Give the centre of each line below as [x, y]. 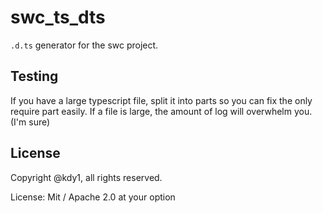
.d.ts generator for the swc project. [84, 45]
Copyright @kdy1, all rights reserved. [86, 177]
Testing [34, 76]
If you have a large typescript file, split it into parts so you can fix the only [161, 100]
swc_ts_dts [58, 17]
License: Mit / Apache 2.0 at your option [93, 197]
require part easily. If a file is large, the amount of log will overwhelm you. [161, 111]
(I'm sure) [30, 122]
